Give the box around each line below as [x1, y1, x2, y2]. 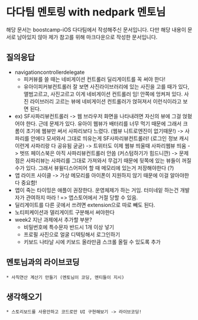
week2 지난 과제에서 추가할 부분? [14, 216, 93, 223]
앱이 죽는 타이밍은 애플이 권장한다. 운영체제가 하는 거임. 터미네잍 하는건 [14, 186, 179, 193]
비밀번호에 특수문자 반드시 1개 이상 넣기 [23, 223, 114, 231]
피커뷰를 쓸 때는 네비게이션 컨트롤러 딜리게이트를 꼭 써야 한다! [23, 75, 165, 83]
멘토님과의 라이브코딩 [6, 257, 80, 267]
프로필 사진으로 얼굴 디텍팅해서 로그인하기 [23, 231, 121, 238]
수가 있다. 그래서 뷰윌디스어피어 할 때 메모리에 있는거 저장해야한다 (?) [14, 164, 174, 172]
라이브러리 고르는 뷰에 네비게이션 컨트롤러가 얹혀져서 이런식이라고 [30, 98, 182, 105]
